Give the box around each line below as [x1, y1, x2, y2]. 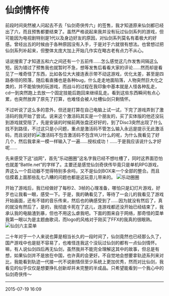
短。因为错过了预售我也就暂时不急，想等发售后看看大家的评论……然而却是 [5, 64, 158, 71]
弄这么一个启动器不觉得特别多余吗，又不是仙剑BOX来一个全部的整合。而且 [5, 167, 160, 174]
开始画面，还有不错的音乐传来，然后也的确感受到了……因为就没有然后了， [5, 197, 158, 203]
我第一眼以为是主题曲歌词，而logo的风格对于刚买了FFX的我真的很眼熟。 [5, 216, 155, 222]
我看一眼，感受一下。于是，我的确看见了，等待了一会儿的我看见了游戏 [18, 191, 164, 197]
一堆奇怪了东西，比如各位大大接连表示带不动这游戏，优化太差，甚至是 [14, 71, 159, 77]
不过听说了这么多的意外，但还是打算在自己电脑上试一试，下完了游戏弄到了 [5, 106, 159, 112]
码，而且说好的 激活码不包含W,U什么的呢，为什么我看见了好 [5, 132, 160, 138]
